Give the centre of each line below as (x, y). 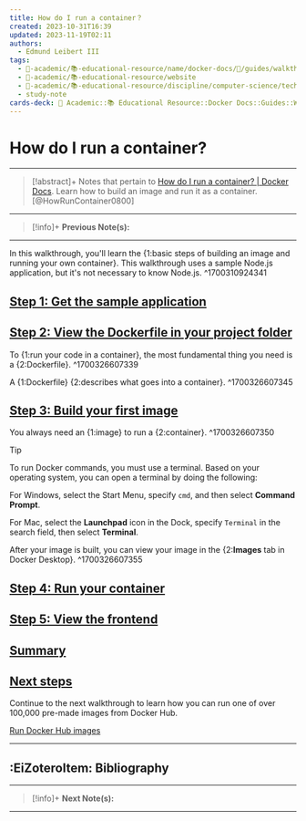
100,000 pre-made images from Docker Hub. (94, 713)
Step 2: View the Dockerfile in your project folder (151, 333)
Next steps (41, 681)
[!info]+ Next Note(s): (73, 798)
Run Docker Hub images (55, 731)
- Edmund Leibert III (59, 52)
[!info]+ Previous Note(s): (81, 227)
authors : (26, 43)
